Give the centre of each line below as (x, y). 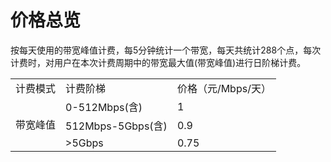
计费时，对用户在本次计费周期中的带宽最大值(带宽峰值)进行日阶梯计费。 (158, 62)
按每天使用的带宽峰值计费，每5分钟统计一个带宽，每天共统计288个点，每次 (166, 50)
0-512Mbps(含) (104, 107)
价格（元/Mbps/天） (224, 88)
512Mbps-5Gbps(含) (116, 126)
